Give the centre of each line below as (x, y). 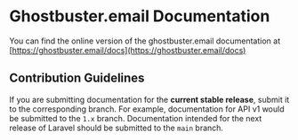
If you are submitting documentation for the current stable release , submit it (149, 99)
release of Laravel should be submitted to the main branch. (117, 128)
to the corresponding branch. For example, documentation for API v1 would (147, 109)
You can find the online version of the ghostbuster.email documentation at (145, 41)
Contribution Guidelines (77, 78)
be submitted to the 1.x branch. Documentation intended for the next (136, 118)
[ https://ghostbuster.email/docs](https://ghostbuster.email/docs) (128, 50)
